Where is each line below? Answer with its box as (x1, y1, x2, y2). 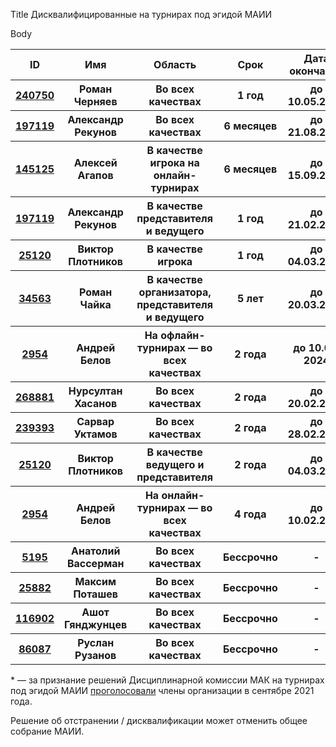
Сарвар (76, 415, 115, 428)
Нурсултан (68, 384, 123, 398)
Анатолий (71, 544, 121, 558)
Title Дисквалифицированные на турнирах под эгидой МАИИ (10, 9, 273, 20)
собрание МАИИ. (10, 725, 85, 737)
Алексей (73, 156, 118, 169)
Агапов (77, 169, 114, 182)
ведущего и (145, 458, 205, 471)
